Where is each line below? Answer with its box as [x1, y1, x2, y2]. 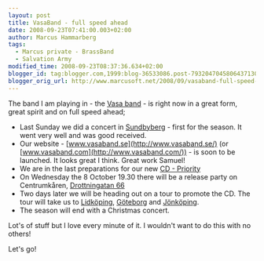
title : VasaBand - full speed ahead [8, 19, 128, 27]
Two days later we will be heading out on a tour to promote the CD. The [19, 189, 251, 198]
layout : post [8, 11, 51, 20]
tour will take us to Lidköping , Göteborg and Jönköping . [19, 197, 200, 206]
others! [8, 229, 31, 238]
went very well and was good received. [19, 130, 147, 140]
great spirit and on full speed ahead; [8, 107, 126, 116]
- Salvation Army [15, 56, 72, 63]
